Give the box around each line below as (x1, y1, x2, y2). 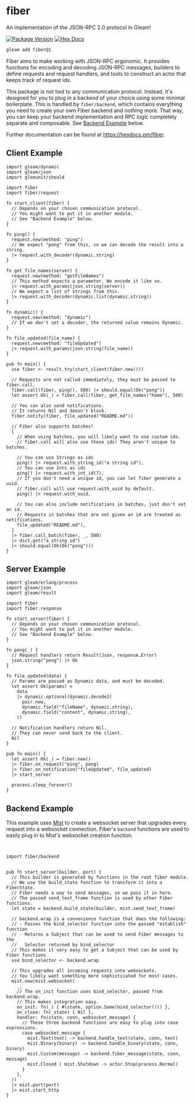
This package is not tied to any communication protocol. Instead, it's (6, 88, 173, 95)
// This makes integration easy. (17, 999, 99, 1005)
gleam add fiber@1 (6, 46, 51, 53)
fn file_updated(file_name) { (6, 335, 81, 341)
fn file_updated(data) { (6, 673, 67, 679)
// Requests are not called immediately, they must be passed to (11, 377, 176, 383)
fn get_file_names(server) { (6, 268, 78, 273)
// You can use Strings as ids (17, 454, 94, 460)
